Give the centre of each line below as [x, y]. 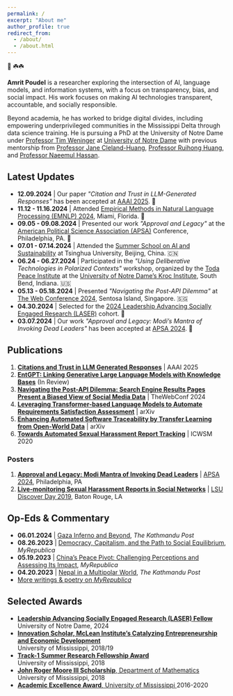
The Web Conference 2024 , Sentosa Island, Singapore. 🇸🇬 [103, 298]
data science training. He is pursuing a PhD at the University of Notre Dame [115, 133]
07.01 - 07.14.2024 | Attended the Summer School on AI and [104, 245]
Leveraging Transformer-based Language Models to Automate [110, 404]
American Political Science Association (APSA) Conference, [103, 231]
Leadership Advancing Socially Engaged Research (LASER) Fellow [115, 618]
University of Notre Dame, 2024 [63, 626]
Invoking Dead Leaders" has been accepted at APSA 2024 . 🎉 [105, 328]
